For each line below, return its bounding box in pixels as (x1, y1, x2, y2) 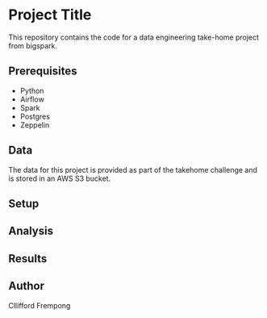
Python (19, 86, 44, 95)
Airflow (19, 94, 44, 104)
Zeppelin (19, 119, 50, 130)
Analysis (8, 224, 54, 238)
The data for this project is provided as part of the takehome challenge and (8, 165, 258, 174)
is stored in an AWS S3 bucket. (8, 174, 111, 183)
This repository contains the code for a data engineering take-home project (8, 32, 260, 42)
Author (8, 279, 44, 293)
